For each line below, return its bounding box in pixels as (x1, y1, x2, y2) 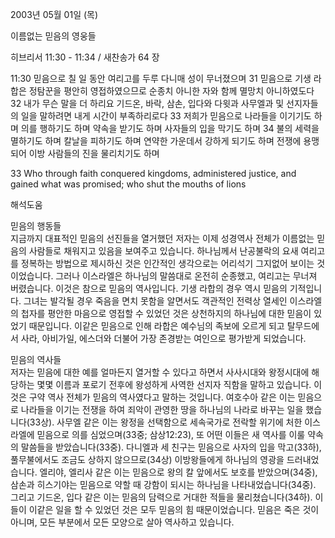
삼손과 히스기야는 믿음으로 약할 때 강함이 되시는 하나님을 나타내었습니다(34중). (10, 479, 317, 490)
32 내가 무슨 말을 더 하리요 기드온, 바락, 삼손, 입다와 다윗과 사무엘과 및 (10, 98, 285, 109)
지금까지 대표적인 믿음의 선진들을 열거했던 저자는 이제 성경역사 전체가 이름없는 (10, 233, 315, 244)
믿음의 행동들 (10, 220, 62, 232)
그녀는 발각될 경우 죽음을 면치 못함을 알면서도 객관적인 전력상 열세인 (23, 295, 288, 307)
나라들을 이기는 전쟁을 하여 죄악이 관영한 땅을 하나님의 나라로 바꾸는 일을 (20, 404, 304, 415)
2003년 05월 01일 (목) (10, 9, 99, 20)
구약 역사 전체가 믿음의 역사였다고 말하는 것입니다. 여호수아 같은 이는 (28, 391, 296, 403)
